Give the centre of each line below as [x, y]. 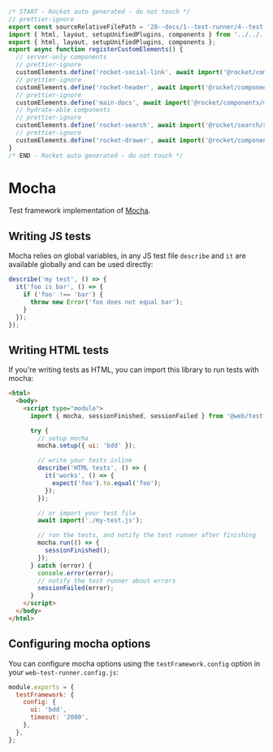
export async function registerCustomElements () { [96, 50]
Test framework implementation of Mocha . [80, 211]
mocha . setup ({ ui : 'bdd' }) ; [87, 446]
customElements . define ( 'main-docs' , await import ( [103, 103]
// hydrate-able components [63, 110]
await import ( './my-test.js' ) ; [91, 521]
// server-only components [61, 57]
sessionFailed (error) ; [76, 588]
